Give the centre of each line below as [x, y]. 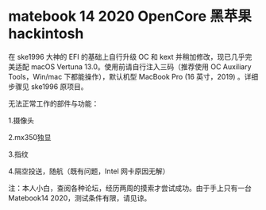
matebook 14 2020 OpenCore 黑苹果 [130, 16]
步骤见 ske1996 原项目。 [48, 86]
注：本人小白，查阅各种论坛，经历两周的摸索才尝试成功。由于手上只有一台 [130, 188]
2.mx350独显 [30, 137]
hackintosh [46, 34]
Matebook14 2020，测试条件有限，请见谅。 [80, 198]
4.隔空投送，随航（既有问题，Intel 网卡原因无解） [89, 171]
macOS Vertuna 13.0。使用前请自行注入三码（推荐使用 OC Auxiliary [141, 66]
